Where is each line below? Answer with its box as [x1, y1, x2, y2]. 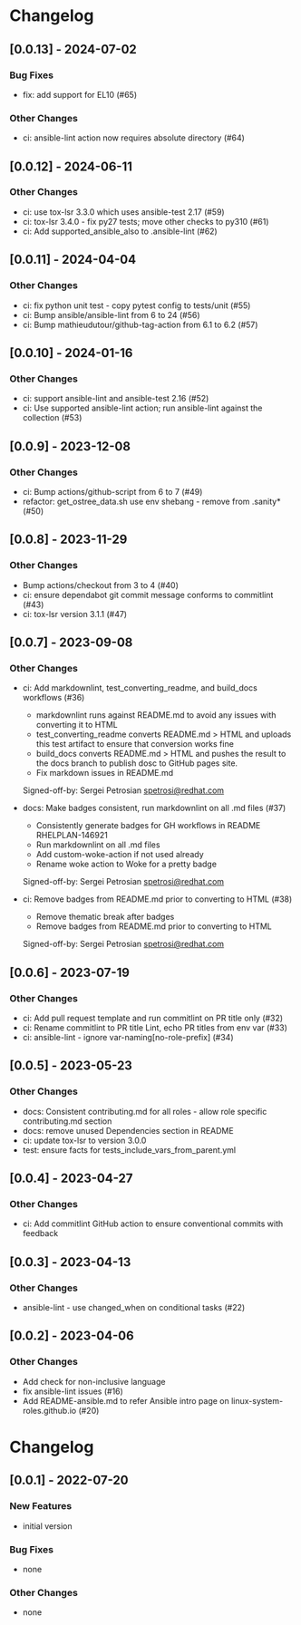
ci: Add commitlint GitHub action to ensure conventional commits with [22, 1218, 284, 1229]
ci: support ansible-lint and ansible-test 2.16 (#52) [22, 393, 209, 404]
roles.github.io [22, 1405, 77, 1416]
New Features [9, 1500, 73, 1513]
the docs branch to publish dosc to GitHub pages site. [35, 758, 238, 769]
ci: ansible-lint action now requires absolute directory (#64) [22, 132, 245, 143]
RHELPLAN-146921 [35, 830, 109, 841]
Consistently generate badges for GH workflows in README [35, 820, 261, 831]
